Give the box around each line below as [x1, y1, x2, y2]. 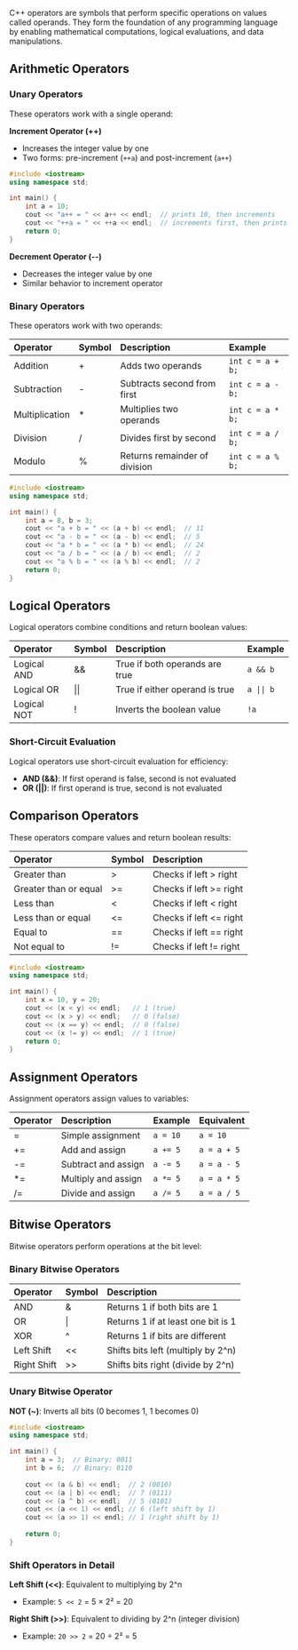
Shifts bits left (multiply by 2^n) [106, 1344, 237, 1357]
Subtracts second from [120, 377, 216, 389]
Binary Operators [9, 299, 85, 312]
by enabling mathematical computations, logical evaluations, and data [9, 27, 264, 36]
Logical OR [13, 683, 59, 696]
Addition [13, 359, 49, 371]
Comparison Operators [9, 809, 139, 824]
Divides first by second [120, 431, 216, 443]
